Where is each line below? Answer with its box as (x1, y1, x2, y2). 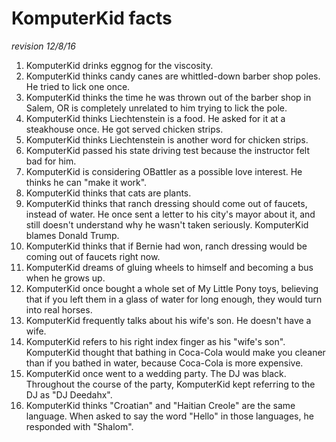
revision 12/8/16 (11, 40, 76, 52)
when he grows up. (25, 272, 106, 284)
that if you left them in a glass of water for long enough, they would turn (25, 293, 323, 305)
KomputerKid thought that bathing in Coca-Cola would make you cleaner (25, 346, 326, 358)
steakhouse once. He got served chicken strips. (25, 123, 224, 135)
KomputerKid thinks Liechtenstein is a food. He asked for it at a (25, 112, 286, 124)
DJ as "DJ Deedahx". (25, 388, 113, 401)
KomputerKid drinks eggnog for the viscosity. (25, 59, 214, 71)
